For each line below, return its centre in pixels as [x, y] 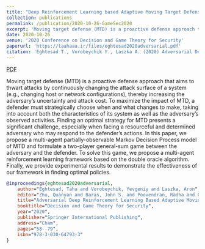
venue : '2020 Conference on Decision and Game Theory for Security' [95, 40]
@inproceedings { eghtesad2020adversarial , [60, 183]
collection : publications [39, 18]
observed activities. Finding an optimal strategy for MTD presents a [91, 120]
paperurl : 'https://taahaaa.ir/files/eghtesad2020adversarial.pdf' [94, 46]
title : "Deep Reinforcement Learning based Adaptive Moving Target [94, 12]
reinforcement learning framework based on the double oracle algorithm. [98, 159]
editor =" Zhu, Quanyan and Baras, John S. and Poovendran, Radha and [106, 195]
